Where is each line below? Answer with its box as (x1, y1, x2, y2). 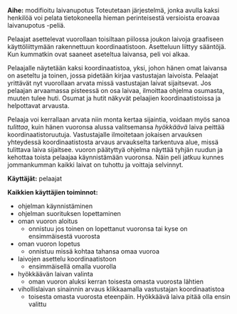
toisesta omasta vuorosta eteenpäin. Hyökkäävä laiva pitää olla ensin (28, 293, 231, 301)
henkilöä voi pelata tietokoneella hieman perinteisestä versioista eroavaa (7, 13, 220, 22)
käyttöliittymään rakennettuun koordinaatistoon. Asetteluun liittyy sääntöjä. (7, 43, 226, 50)
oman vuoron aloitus (17, 217, 78, 225)
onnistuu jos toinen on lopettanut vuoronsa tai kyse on (28, 224, 188, 233)
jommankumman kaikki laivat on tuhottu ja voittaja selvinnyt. (7, 161, 184, 169)
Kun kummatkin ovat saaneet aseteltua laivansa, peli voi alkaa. (7, 50, 190, 58)
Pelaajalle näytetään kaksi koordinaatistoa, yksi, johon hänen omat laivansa (7, 64, 228, 72)
